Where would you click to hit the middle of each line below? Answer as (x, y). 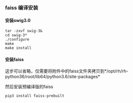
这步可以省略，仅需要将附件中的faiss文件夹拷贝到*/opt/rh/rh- (67, 71)
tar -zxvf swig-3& (24, 31)
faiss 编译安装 (22, 7)
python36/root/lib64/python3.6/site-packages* (53, 77)
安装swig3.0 (18, 20)
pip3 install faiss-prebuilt (35, 96)
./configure (17, 40)
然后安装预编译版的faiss (29, 87)
